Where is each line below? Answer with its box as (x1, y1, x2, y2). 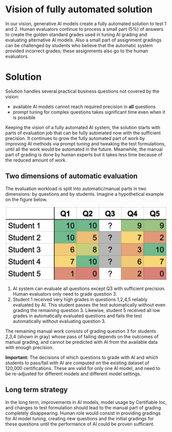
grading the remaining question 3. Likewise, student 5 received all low (12, 307, 160, 314)
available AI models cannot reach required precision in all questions (12, 104, 156, 110)
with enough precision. (5, 344, 54, 351)
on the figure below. (5, 196, 48, 202)
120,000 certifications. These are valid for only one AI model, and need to (5, 365, 160, 372)
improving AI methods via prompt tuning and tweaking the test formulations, (5, 140, 166, 147)
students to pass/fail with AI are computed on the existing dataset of (5, 360, 149, 366)
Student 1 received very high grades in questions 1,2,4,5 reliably (12, 296, 147, 303)
